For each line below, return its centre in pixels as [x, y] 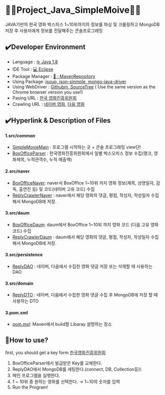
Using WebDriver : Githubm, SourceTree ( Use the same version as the [84, 87]
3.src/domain [19, 283]
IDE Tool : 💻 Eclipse [33, 69]
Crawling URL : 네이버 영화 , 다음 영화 [48, 104]
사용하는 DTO [25, 301]
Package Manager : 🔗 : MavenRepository [54, 76]
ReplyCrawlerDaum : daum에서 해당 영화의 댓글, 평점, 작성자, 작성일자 [81, 237]
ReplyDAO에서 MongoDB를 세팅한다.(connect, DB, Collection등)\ [77, 369]
